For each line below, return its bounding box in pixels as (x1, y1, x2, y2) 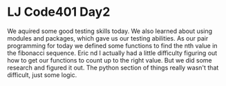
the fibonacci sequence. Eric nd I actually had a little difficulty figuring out (7, 49, 218, 57)
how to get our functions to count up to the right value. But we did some (7, 56, 212, 64)
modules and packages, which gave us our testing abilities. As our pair (7, 34, 209, 42)
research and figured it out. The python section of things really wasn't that (7, 63, 219, 72)
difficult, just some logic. (7, 70, 77, 79)
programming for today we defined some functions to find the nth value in (7, 41, 218, 50)
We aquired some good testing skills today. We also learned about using (7, 27, 213, 35)
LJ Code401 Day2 (7, 4, 111, 20)
